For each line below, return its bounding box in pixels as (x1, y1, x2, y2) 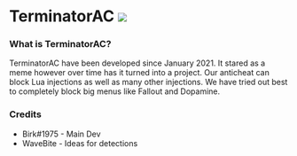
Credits (9, 108, 42, 121)
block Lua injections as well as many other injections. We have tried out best (9, 77, 288, 88)
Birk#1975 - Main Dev (21, 129, 101, 139)
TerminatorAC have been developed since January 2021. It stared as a (9, 58, 266, 68)
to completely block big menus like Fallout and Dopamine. (9, 86, 221, 97)
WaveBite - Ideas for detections (21, 137, 138, 148)
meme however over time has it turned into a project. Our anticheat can (9, 67, 270, 78)
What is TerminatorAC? (9, 38, 112, 51)
